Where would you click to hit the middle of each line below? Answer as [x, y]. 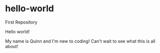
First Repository [21, 22]
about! [12, 46]
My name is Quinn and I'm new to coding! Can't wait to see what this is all [80, 41]
